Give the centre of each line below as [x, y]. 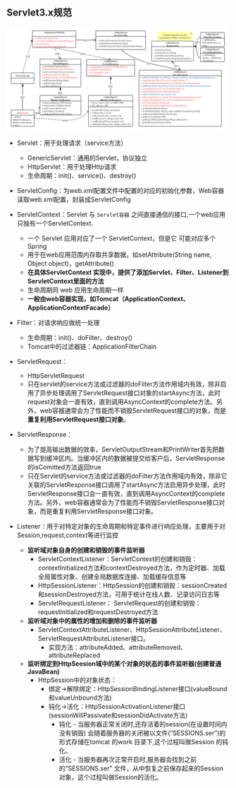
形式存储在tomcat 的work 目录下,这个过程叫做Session [137, 742]
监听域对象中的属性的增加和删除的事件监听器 [92, 621]
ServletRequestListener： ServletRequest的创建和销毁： [119, 604]
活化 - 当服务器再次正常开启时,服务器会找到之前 [128, 760]
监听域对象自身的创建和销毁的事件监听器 [86, 551]
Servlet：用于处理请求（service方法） [72, 143]
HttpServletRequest [56, 376]
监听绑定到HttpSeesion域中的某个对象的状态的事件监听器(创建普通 [124, 664]
